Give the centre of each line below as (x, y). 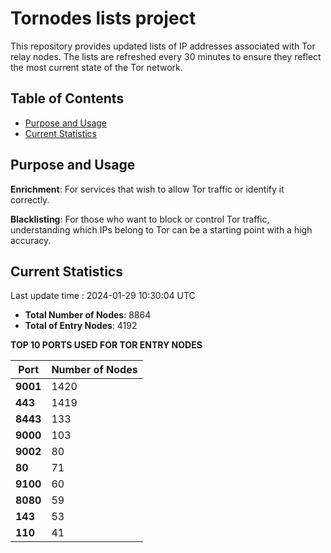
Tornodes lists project (103, 18)
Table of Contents (67, 98)
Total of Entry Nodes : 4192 (81, 326)
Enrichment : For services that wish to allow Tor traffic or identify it (147, 189)
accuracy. (31, 240)
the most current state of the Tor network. (96, 67)
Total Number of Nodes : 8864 (88, 315)
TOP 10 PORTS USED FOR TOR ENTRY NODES (106, 345)
